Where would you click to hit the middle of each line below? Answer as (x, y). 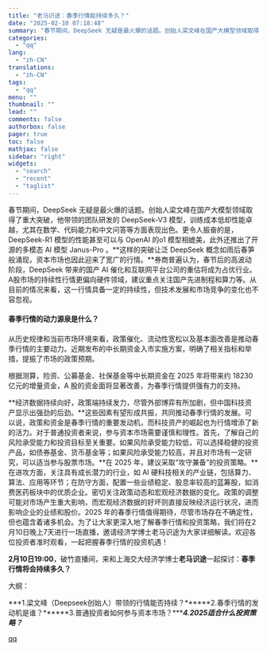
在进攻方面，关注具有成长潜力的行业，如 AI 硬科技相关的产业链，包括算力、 (132, 472)
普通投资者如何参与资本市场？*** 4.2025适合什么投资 (163, 612)
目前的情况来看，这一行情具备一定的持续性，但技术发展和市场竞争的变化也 (130, 289)
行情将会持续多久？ (40, 569)
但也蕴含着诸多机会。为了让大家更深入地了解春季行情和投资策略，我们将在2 (132, 522)
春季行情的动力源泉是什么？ (54, 319)
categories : (28, 38)
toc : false (26, 141)
